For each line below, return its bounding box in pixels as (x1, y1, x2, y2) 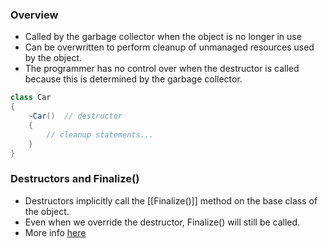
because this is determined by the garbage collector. (24, 73, 243, 85)
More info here (24, 226, 87, 238)
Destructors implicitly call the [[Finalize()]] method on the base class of (24, 194, 318, 207)
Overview (10, 8, 59, 22)
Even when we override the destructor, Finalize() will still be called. (24, 216, 301, 228)
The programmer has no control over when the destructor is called (24, 63, 300, 75)
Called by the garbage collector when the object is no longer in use (24, 31, 302, 43)
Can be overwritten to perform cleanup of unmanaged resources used (24, 41, 315, 53)
